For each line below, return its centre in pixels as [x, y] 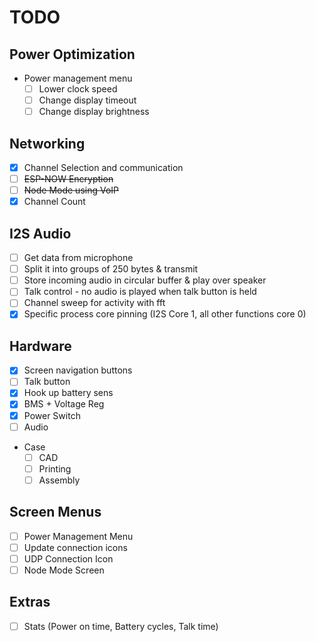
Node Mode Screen [64, 570]
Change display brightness [94, 112]
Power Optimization [72, 54]
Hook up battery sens [68, 393]
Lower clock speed [78, 89]
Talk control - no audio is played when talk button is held [140, 292]
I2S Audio [40, 233]
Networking [47, 143]
